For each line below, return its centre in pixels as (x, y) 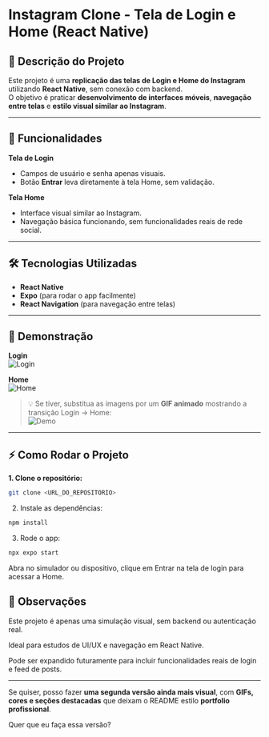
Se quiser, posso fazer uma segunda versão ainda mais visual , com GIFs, (131, 692)
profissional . (30, 709)
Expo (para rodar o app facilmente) (78, 295)
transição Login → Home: (70, 413)
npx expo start (34, 553)
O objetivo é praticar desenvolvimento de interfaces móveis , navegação (130, 97)
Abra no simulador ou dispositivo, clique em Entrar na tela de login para (126, 568)
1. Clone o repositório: (45, 479)
